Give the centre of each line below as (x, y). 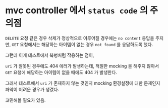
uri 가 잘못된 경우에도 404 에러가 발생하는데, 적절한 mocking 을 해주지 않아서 (82, 66)
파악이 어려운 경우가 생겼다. (32, 89)
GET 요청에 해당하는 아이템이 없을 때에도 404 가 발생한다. (61, 72)
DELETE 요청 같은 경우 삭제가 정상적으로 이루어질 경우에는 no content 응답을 (80, 38)
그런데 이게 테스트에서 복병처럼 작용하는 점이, (50, 55)
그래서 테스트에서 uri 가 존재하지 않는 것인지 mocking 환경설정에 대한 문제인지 (83, 83)
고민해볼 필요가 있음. (25, 100)
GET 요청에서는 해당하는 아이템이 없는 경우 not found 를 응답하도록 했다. (82, 44)
